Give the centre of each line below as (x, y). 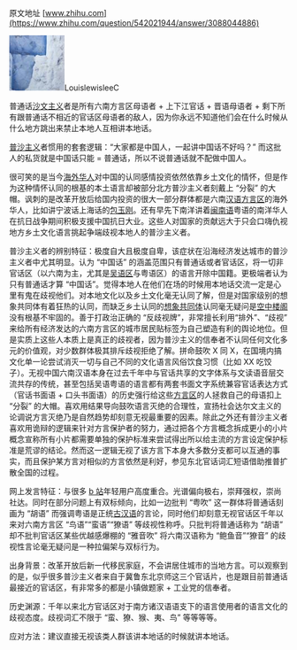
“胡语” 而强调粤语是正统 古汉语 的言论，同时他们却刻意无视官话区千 (147, 513)
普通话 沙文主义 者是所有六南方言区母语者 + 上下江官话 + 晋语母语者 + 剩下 (144, 106)
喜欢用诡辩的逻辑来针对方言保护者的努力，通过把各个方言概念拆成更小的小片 (148, 428)
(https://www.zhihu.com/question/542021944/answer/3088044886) (134, 23)
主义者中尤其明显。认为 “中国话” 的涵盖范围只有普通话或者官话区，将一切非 (147, 262)
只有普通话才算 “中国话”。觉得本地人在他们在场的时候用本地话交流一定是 (141, 284)
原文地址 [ (27, 13)
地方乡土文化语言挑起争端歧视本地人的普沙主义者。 (102, 232)
